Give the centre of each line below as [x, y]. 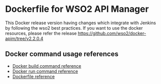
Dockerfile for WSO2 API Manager [77, 9]
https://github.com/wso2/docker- [112, 33]
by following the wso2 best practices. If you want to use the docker [74, 28]
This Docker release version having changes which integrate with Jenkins [81, 23]
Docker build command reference [47, 66]
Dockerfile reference [34, 76]
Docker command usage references [62, 54]
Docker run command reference [45, 71]
